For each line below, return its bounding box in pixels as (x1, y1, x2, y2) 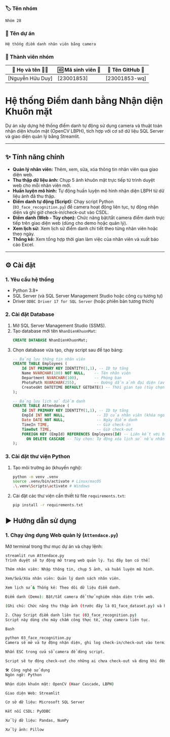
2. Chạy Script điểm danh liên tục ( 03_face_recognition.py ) (5, 612, 137, 618)
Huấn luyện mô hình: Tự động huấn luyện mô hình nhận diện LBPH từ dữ (12, 187, 164, 194)
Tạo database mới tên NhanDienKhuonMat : (12, 327, 97, 334)
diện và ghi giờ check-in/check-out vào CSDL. (12, 209, 109, 215)
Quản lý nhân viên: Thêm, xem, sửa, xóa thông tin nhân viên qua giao (12, 166, 158, 172)
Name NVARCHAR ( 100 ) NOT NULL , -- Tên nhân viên (22, 371, 131, 376)
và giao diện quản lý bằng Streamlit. (5, 133, 80, 139)
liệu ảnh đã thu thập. (12, 193, 56, 199)
